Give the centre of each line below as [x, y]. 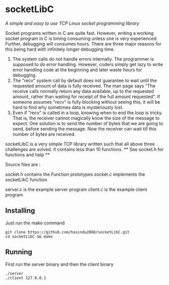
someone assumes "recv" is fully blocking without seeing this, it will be [86, 102]
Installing [20, 211]
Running [19, 252]
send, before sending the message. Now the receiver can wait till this [84, 129]
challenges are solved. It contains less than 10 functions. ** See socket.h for [84, 149]
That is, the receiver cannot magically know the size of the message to [86, 118]
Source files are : [23, 164]
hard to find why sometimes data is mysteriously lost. [68, 107]
